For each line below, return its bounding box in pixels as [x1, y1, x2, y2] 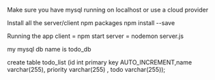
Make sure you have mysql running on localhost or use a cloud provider [7, 6, 209, 14]
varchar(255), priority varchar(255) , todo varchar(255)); [7, 66, 166, 73]
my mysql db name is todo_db [7, 45, 91, 53]
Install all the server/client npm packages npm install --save [7, 19, 175, 26]
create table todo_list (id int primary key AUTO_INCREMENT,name [7, 58, 192, 66]
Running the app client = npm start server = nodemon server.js [7, 32, 184, 40]
